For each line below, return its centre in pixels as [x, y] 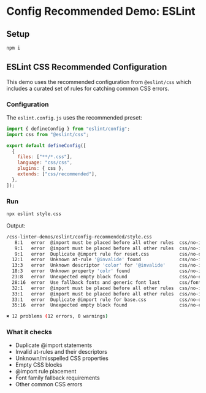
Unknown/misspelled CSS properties [62, 358]
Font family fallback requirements [57, 378]
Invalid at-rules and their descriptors [61, 352]
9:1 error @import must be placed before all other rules [94, 248]
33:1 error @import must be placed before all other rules [93, 294]
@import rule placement [46, 372]
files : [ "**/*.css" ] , [45, 157]
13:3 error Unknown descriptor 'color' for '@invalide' [89, 265]
